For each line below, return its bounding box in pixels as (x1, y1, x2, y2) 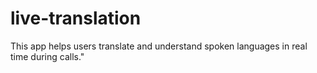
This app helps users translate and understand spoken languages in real (10, 40, 308, 52)
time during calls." (10, 50, 85, 62)
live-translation (10, 7, 142, 30)
